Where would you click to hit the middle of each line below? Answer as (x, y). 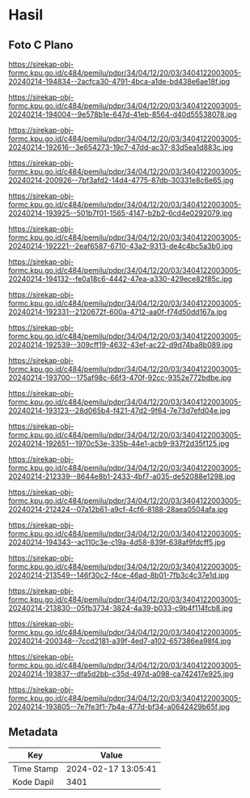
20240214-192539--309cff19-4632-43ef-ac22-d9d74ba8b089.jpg (121, 345)
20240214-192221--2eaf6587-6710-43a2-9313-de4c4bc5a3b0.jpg (121, 246)
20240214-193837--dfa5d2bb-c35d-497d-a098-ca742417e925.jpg (121, 674)
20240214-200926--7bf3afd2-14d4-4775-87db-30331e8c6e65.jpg (121, 180)
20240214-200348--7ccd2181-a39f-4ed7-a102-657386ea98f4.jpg (120, 641)
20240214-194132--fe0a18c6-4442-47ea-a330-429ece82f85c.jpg (121, 279)
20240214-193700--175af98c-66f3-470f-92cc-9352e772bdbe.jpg (120, 378)
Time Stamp (36, 769)
